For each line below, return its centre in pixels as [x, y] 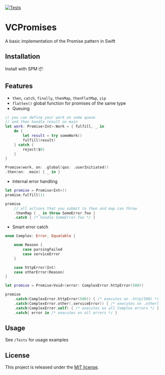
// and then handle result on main [41, 122]
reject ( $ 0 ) [34, 149]
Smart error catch [30, 227]
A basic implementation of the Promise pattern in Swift [60, 41]
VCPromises [31, 28]
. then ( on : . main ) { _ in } [33, 172]
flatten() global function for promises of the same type [69, 103]
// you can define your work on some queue [50, 117]
